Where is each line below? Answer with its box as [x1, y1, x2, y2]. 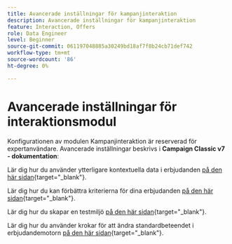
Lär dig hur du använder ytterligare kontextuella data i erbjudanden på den [7, 165, 223, 174]
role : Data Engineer [7, 29, 68, 37]
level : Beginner [7, 36, 55, 43]
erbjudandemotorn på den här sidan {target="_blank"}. [7, 229, 164, 237]
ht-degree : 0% [7, 62, 49, 69]
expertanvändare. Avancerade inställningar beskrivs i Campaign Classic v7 [7, 144, 226, 153]
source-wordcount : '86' [7, 56, 77, 63]
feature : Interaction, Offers [7, 23, 96, 30]
